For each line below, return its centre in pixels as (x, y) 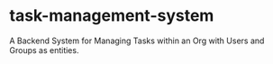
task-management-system (112, 16)
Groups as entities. (44, 50)
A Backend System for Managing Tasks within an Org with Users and (137, 41)
